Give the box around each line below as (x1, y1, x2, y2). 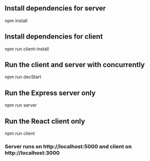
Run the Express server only (5, 88, 96, 97)
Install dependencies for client (5, 33, 103, 41)
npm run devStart (5, 74, 42, 80)
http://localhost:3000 (5, 149, 60, 156)
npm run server (5, 102, 37, 108)
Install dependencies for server (5, 4, 106, 13)
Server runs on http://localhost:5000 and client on (5, 143, 132, 150)
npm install (5, 17, 28, 23)
